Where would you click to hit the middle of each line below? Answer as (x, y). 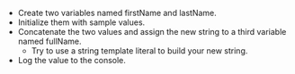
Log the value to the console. (72, 60)
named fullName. (49, 41)
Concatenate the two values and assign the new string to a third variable (152, 32)
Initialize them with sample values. (81, 22)
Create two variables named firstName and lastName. (117, 13)
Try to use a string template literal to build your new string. (139, 51)
